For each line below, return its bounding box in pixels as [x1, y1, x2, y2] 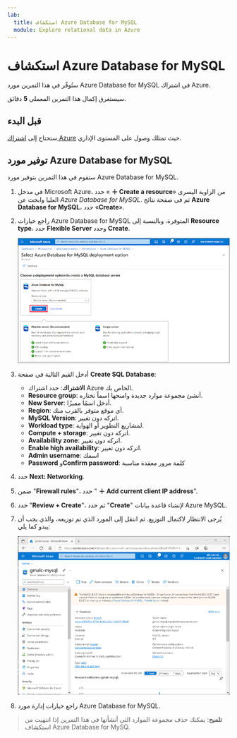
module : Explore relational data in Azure [13, 26, 140, 33]
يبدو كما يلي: [17, 522, 51, 531]
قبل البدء [7, 115, 42, 127]
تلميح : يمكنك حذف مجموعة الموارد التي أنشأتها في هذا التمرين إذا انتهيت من [24, 715, 222, 723]
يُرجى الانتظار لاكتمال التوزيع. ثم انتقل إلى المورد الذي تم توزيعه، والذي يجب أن [17, 514, 222, 523]
